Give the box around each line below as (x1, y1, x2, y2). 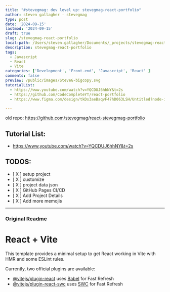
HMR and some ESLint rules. (5, 256, 65, 262)
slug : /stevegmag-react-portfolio (5, 36, 78, 41)
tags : (5, 50, 17, 55)
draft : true (5, 31, 30, 36)
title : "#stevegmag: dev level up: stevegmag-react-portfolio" (5, 7, 142, 13)
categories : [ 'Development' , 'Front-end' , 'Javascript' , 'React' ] (5, 69, 151, 74)
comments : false (5, 73, 39, 78)
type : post (5, 17, 28, 22)
